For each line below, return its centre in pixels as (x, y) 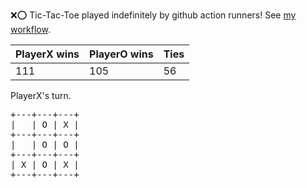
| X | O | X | (45, 164)
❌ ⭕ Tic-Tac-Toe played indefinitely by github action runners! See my (153, 15)
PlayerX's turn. (41, 95)
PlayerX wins (47, 54)
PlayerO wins (121, 54)
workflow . (30, 29)
